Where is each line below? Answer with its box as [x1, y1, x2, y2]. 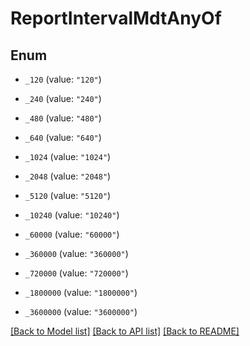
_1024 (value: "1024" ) [24, 151, 112, 162]
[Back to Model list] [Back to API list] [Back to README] [10, 325, 240, 337]
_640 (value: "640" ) [24, 132, 102, 143]
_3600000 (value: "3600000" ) [24, 306, 138, 317]
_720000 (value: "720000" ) [24, 267, 129, 279]
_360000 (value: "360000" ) [24, 248, 129, 259]
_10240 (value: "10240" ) [24, 209, 120, 221]
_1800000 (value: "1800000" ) [24, 287, 138, 298]
